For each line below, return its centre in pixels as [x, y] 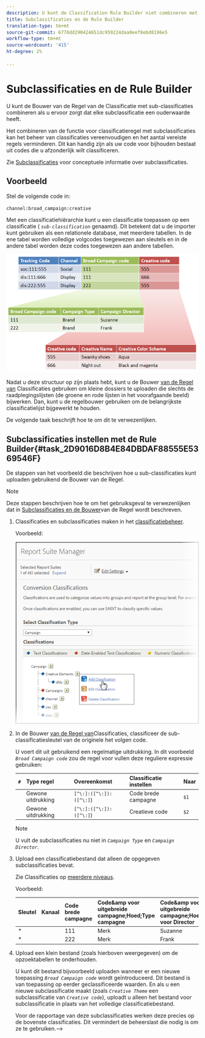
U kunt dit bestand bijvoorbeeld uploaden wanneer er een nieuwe [98, 971]
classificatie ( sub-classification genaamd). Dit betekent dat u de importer [101, 226]
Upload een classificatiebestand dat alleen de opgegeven [88, 859]
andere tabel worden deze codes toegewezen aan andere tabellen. [90, 246]
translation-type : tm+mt [38, 26]
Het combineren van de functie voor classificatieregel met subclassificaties [101, 131]
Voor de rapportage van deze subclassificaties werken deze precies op [105, 1015]
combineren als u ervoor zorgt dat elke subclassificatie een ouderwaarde [98, 112]
